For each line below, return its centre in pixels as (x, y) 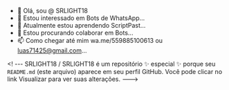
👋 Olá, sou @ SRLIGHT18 (53, 11)
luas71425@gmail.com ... (52, 51)
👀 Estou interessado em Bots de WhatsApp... (81, 18)
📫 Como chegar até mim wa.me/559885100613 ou (90, 40)
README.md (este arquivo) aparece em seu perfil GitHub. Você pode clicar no (115, 72)
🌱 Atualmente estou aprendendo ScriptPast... (81, 25)
